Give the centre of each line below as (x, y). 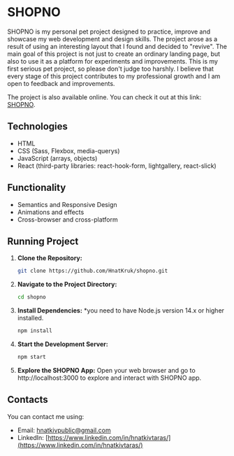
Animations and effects (51, 212)
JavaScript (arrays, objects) (57, 158)
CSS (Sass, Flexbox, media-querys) (68, 150)
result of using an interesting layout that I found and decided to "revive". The (117, 46)
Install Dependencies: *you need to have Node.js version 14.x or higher (121, 311)
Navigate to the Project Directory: (67, 285)
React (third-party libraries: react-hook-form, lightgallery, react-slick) (117, 166)
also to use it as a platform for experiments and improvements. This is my (113, 61)
